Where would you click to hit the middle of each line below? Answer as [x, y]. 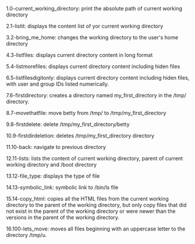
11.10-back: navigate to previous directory [56, 147]
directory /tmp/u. [27, 235]
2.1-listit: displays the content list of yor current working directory [85, 26]
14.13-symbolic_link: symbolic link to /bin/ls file [62, 187]
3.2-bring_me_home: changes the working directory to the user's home [92, 37]
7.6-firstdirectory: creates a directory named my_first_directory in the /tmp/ [96, 95]
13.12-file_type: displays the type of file [53, 176]
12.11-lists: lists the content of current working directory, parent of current [95, 158]
